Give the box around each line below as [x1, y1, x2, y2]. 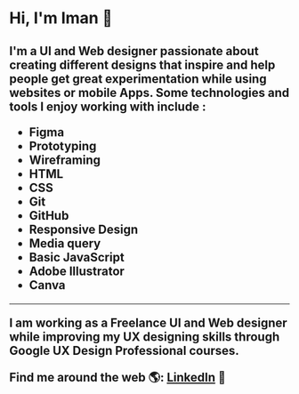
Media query [28, 236, 101, 251]
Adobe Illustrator [28, 263, 125, 278]
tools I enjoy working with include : [9, 99, 206, 114]
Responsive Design [28, 221, 139, 237]
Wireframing [28, 152, 101, 167]
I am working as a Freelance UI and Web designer [9, 315, 287, 330]
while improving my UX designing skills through [9, 329, 280, 344]
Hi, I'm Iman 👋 [9, 8, 113, 28]
